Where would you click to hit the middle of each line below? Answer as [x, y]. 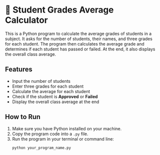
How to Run [23, 117]
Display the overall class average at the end [56, 102]
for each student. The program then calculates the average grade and [75, 44]
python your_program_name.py [41, 148]
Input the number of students [41, 81]
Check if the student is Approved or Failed [55, 96]
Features [19, 70]
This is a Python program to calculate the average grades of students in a [78, 33]
